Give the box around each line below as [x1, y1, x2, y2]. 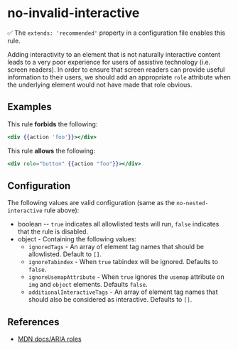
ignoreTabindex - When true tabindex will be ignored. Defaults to [28, 258, 219, 266]
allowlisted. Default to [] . [28, 250, 102, 258]
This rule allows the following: [7, 146, 96, 155]
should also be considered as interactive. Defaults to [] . [28, 295, 193, 304]
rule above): [43, 206, 80, 214]
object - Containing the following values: [17, 235, 137, 244]
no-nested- [176, 200, 209, 207]
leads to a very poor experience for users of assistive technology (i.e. [7, 58, 211, 66]
